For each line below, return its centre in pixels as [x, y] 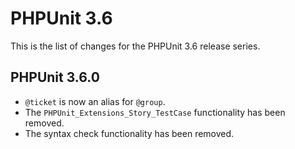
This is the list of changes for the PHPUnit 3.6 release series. [135, 46]
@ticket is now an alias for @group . [95, 101]
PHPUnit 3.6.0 [55, 77]
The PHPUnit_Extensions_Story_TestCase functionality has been [155, 112]
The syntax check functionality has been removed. [129, 133]
